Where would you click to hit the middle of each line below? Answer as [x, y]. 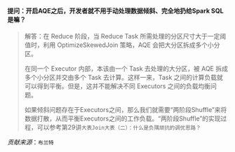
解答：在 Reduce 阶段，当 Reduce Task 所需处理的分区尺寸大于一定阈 [125, 36]
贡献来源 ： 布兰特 [31, 142]
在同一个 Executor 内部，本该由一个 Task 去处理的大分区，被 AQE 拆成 [126, 69]
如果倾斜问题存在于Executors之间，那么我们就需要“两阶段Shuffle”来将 [126, 110]
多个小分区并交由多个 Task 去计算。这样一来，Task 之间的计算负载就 [123, 78]
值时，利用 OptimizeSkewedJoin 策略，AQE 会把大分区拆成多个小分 [122, 45]
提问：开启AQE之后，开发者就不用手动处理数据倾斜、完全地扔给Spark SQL [115, 11]
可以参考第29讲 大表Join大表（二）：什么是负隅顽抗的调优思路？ [119, 127]
